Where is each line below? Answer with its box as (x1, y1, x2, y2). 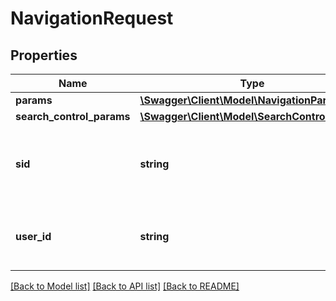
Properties (10, 47, 78, 64)
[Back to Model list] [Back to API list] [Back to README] (10, 280, 240, 292)
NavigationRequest (10, 7, 174, 30)
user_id (15, 230, 52, 243)
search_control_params (15, 110, 131, 123)
